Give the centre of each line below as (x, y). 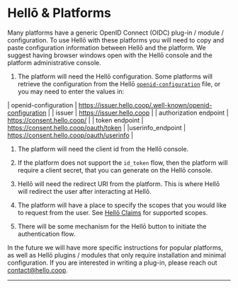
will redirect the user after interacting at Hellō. (84, 191)
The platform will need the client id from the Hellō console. (103, 149)
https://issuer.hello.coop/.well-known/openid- (145, 105)
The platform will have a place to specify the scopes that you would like (122, 205)
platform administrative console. (54, 62)
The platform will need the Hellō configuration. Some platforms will (115, 76)
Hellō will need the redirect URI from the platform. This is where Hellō (119, 184)
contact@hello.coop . (38, 270)
